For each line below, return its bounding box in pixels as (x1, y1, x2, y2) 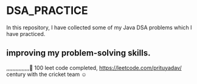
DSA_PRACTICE (6, 4, 88, 18)
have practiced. (6, 30, 46, 37)
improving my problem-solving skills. (6, 48, 151, 58)
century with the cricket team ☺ (6, 71, 87, 78)
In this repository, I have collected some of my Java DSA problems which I (6, 24, 193, 31)
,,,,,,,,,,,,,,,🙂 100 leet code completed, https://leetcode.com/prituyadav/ (6, 64, 182, 71)
